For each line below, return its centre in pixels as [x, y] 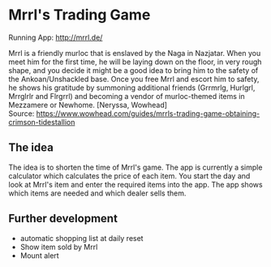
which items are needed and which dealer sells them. [97, 193]
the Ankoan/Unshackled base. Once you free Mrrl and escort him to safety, [134, 79]
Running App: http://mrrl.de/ [56, 37]
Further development [63, 219]
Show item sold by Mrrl [59, 247]
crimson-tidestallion [42, 122]
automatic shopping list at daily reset [82, 238]
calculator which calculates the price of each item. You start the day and [129, 175]
